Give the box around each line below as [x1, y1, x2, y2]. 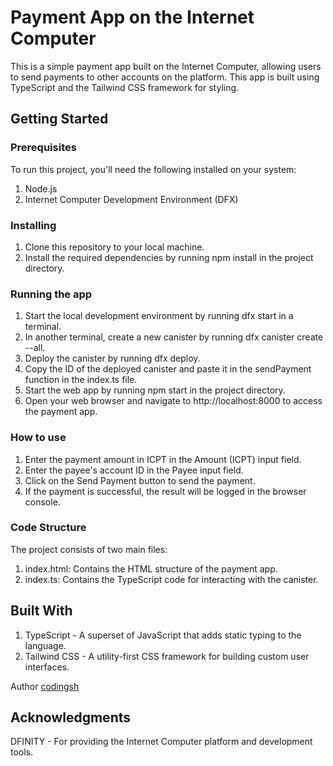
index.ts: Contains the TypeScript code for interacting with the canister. [24, 573, 319, 585]
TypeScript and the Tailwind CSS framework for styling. [10, 81, 240, 93]
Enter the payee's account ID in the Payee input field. [24, 464, 244, 476]
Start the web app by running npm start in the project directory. [24, 384, 286, 396]
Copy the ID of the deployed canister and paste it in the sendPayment [24, 363, 312, 375]
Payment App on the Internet [10, 6, 255, 29]
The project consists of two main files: [10, 543, 168, 555]
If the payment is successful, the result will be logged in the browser [24, 485, 307, 497]
